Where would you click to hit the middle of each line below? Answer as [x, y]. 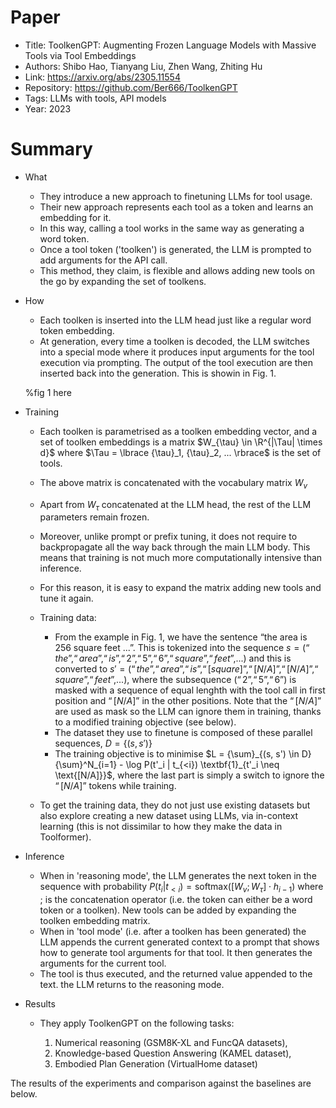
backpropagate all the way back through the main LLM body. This [175, 547]
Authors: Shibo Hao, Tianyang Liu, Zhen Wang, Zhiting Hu [143, 66]
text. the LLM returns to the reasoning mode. [132, 985]
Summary [51, 149]
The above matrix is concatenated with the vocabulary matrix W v [173, 483]
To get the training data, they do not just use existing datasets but [175, 805]
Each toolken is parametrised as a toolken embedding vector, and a [178, 431]
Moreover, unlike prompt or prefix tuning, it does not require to [168, 537]
